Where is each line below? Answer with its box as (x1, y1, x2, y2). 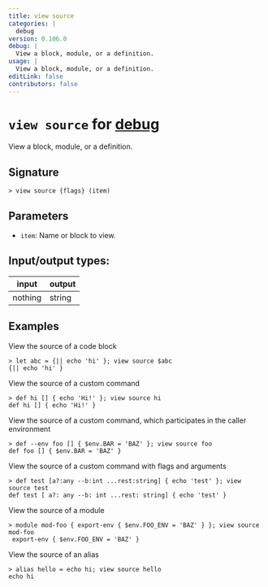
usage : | (8, 58, 38, 66)
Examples (8, 320, 59, 333)
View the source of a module (8, 505, 105, 515)
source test (8, 484, 49, 492)
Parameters (8, 209, 69, 223)
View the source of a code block (8, 341, 117, 350)
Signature (8, 165, 59, 179)
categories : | (8, 20, 57, 28)
